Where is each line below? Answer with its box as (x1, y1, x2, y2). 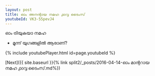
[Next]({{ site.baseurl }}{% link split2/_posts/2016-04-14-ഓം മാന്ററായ (5, 60, 150, 66)
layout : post (5, 7, 32, 12)
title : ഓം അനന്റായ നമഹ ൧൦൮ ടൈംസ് (5, 12, 85, 17)
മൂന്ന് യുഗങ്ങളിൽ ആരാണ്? (12, 40, 68, 46)
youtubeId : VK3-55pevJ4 (5, 16, 55, 21)
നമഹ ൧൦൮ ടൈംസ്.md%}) (5, 65, 61, 71)
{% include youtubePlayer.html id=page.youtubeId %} (5, 50, 116, 56)
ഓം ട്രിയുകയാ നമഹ (5, 30, 46, 36)
